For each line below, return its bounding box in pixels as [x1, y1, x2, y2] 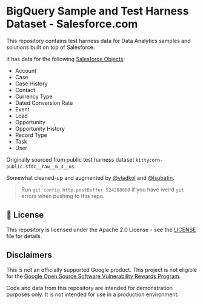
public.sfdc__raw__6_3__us [6, 164, 75, 170]
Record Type [15, 131, 47, 139]
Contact [15, 86, 35, 93]
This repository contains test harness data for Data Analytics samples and [6, 37, 191, 44]
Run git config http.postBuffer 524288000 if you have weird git [21, 186, 185, 193]
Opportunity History [15, 125, 65, 132]
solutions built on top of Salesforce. [6, 44, 95, 51]
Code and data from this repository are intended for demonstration [6, 284, 173, 291]
